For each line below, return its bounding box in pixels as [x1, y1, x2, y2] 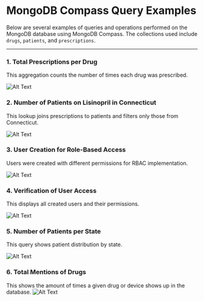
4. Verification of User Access [6, 186, 97, 195]
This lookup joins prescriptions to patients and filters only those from [6, 112, 179, 119]
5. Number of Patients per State [6, 227, 101, 236]
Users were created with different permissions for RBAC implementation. [6, 159, 188, 167]
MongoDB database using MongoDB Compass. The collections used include [6, 30, 198, 37]
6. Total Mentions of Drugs [6, 268, 86, 277]
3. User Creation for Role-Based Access [6, 145, 126, 154]
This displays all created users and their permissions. [6, 200, 140, 207]
